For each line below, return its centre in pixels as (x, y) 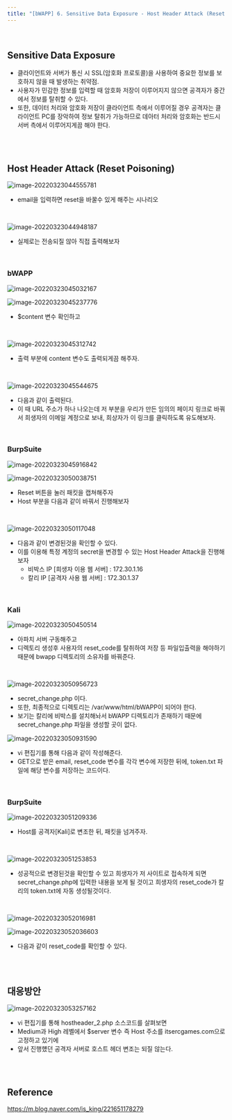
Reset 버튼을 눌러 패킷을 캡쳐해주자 (65, 492)
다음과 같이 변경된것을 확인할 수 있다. (67, 543)
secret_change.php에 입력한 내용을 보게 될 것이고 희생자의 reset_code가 (117, 882)
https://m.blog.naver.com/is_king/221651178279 (75, 1109)
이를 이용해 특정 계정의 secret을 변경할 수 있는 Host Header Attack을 (111, 552)
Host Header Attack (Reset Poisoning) (91, 168)
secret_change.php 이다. (52, 699)
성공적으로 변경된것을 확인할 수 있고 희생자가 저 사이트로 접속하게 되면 (112, 873)
